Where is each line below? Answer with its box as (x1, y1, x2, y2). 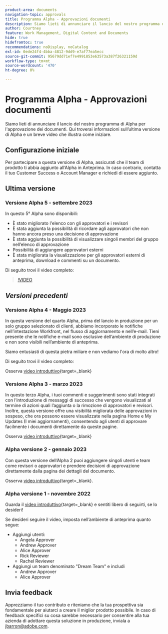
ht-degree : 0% (5, 68, 35, 73)
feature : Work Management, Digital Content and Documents (5, 30, 128, 35)
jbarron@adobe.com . (5, 623, 49, 629)
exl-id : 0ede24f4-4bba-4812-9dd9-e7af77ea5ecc (5, 49, 104, 54)
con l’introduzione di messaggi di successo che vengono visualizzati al (5, 397, 151, 403)
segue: (5, 522, 19, 528)
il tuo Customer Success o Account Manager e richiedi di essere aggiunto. (5, 169, 158, 175)
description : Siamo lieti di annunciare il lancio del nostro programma (5, 21, 160, 26)
